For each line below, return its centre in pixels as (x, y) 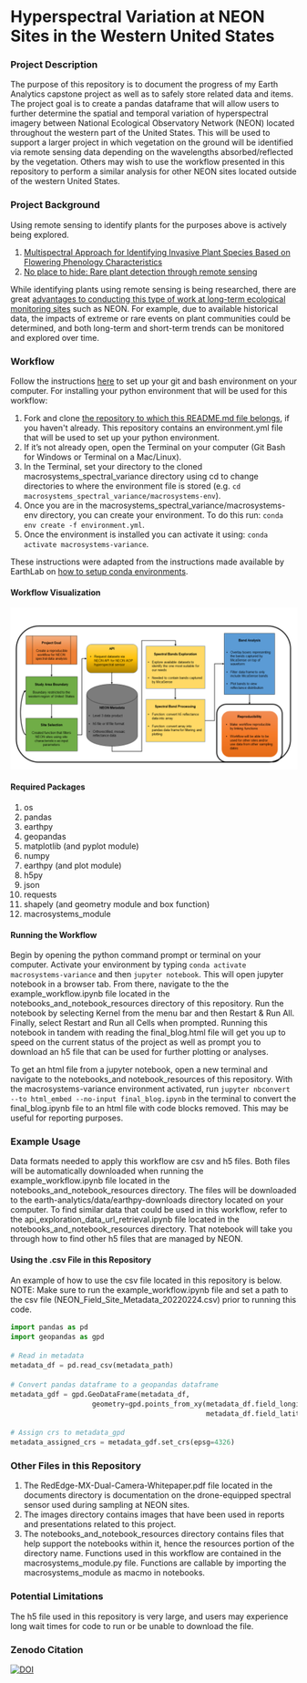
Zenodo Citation (47, 1649)
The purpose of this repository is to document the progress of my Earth (144, 85)
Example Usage (46, 1141)
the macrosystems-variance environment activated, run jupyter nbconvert (150, 1089)
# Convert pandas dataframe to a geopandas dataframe (115, 1384)
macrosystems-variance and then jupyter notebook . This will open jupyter (147, 975)
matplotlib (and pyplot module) (81, 846)
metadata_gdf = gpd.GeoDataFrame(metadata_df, (100, 1394)
